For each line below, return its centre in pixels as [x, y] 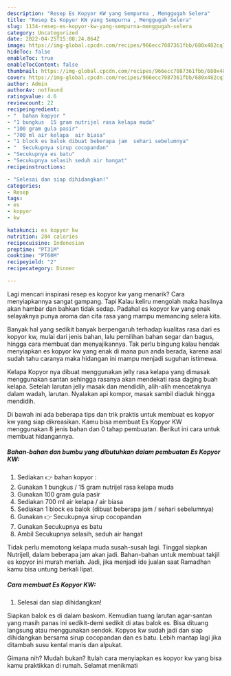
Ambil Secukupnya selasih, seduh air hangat [80, 534]
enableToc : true [30, 58]
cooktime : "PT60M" [33, 256]
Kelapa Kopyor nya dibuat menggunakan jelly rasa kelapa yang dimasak [109, 371]
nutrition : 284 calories [43, 237]
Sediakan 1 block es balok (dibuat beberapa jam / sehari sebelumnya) [115, 509]
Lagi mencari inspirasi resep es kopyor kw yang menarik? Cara [96, 294]
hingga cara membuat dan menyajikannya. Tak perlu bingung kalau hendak [113, 344]
